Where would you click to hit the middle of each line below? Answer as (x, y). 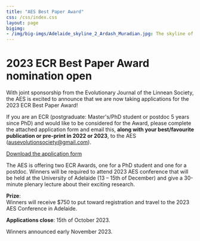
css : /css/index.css (32, 17)
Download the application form (44, 154)
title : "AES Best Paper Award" (45, 12)
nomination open (49, 76)
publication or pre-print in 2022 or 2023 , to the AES (71, 136)
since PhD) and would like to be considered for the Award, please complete (99, 123)
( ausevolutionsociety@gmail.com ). (49, 142)
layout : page (22, 23)
